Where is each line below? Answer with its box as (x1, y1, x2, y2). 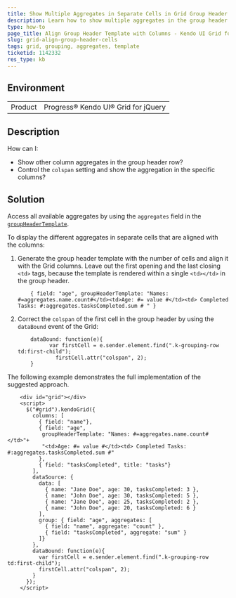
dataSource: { (32, 474, 74, 481)
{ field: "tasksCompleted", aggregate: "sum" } (44, 529, 188, 536)
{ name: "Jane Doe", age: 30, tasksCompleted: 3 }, (44, 486, 199, 493)
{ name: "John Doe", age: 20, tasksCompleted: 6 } (44, 505, 197, 512)
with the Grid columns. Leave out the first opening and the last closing (17, 261, 221, 271)
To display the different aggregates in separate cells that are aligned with (7, 233, 218, 242)
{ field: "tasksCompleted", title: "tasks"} (38, 462, 171, 469)
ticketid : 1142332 (7, 50, 61, 57)
